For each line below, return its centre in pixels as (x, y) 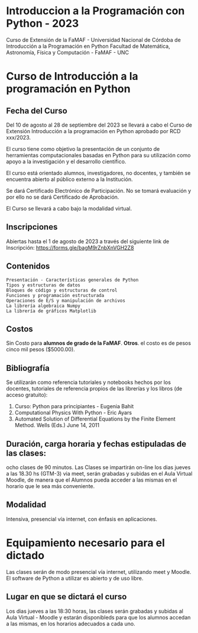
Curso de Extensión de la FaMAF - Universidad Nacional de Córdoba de (94, 40)
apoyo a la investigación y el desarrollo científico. (66, 162)
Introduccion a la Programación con (95, 11)
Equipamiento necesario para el (86, 543)
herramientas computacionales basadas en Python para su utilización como (98, 155)
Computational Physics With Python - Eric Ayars (73, 413)
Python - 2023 (43, 23)
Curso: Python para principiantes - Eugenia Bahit (74, 406)
